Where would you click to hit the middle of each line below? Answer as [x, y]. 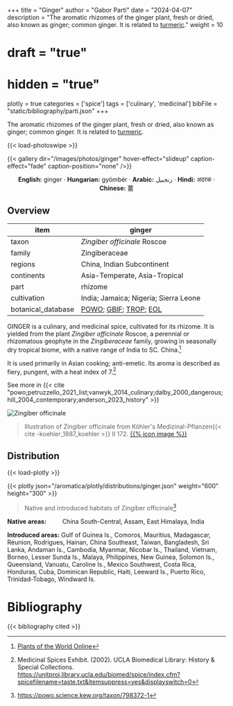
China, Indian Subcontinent [125, 264]
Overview [29, 210]
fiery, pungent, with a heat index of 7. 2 [62, 371]
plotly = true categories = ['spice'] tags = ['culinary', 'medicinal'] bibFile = [112, 104]
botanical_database [43, 309]
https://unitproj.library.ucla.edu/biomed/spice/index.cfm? [98, 674]
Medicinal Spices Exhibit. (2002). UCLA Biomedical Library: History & [116, 660]
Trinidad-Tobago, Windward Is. [51, 579]
